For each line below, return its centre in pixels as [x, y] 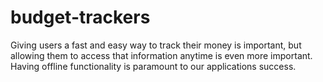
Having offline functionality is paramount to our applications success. [153, 66]
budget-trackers [80, 17]
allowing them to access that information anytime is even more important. [161, 55]
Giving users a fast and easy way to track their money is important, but [156, 45]
